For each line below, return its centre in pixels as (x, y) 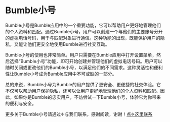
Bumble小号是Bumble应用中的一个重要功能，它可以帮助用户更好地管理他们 (83, 25)
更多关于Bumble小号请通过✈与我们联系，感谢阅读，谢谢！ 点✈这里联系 (79, 114)
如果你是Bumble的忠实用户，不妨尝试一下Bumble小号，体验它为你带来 (87, 97)
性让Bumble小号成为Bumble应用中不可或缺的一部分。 (61, 74)
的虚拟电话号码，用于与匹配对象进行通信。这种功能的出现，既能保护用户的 (83, 38)
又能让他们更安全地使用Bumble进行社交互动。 (62, 44)
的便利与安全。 (21, 103)
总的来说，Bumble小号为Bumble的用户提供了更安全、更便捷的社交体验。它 (83, 84)
